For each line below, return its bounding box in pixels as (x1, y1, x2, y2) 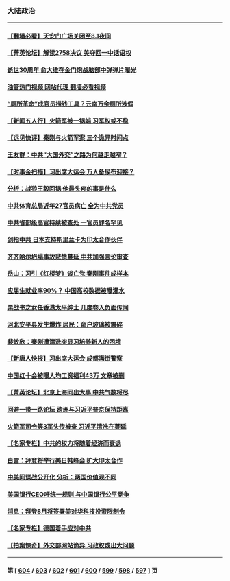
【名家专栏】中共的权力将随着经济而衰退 (7, 439, 121, 447)
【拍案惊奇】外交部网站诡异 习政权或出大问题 (7, 541, 135, 549)
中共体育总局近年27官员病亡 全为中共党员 (7, 201, 125, 210)
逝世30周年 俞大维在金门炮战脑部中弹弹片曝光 (7, 66, 137, 74)
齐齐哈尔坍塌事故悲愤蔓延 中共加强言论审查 (7, 252, 129, 261)
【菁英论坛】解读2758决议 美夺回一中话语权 (7, 49, 131, 57)
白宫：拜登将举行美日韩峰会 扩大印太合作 (7, 456, 123, 464)
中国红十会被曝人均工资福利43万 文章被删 (7, 371, 125, 379)
